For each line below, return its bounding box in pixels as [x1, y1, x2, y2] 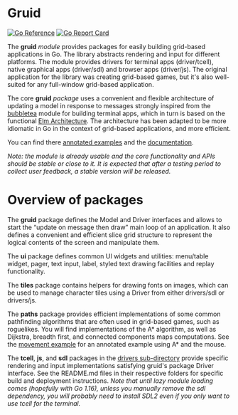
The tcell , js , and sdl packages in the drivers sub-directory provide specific [7, 354, 229, 362]
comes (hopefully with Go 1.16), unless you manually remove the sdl [7, 384, 206, 392]
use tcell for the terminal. [7, 399, 81, 407]
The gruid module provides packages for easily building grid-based [7, 42, 206, 51]
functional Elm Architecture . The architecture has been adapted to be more [7, 116, 227, 125]
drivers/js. [7, 295, 37, 304]
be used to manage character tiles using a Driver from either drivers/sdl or [7, 288, 225, 297]
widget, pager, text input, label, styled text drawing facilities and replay [7, 259, 215, 268]
